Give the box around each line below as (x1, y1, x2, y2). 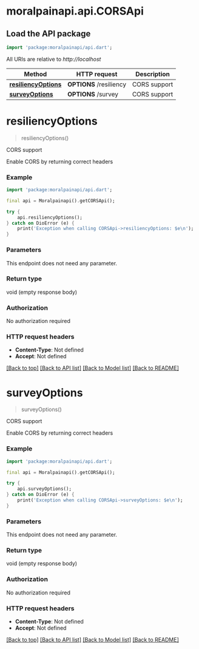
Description (135, 70, 170, 78)
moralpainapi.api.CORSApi (6, 4, 144, 18)
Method (24, 70, 47, 78)
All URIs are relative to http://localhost (6, 55, 101, 63)
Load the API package (6, 29, 91, 39)
